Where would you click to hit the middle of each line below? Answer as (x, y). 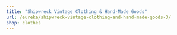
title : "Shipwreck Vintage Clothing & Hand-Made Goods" (77, 12)
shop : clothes (24, 23)
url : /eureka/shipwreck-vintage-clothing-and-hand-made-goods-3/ (88, 17)
